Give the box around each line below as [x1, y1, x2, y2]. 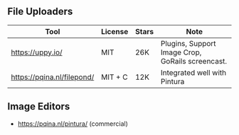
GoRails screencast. [160, 56, 228, 66]
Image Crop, [160, 47, 202, 57]
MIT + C [100, 72, 128, 82]
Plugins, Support [160, 38, 216, 48]
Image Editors [7, 100, 70, 112]
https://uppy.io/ [11, 47, 63, 57]
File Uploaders [7, 6, 73, 18]
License [100, 26, 129, 36]
